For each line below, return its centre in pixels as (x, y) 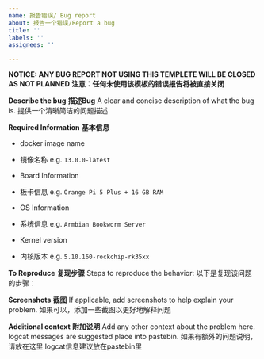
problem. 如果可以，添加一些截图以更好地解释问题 (90, 310)
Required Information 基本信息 (59, 128)
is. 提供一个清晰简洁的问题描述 (58, 111)
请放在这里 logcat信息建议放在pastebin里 (75, 346)
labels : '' (26, 38)
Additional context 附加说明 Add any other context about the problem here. (132, 327)
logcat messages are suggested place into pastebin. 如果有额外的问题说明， (133, 337)
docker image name (52, 143)
